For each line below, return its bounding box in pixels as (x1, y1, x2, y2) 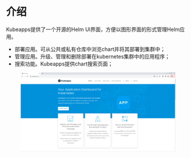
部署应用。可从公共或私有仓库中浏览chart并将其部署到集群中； (14, 45, 166, 53)
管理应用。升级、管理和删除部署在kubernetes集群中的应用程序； (14, 53, 171, 60)
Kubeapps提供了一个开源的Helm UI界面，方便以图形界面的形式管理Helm (6, 26, 180, 33)
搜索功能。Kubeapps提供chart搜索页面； (14, 60, 113, 67)
